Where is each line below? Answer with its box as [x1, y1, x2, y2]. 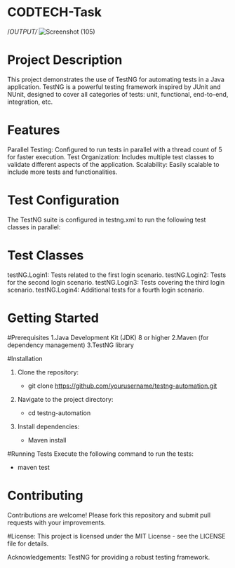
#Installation [7, 354, 43, 363]
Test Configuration [7, 192, 119, 208]
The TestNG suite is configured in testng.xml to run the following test [7, 215, 206, 224]
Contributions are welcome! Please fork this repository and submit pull [7, 510, 211, 519]
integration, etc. [7, 97, 53, 106]
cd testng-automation [27, 408, 91, 417]
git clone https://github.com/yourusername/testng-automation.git [27, 381, 217, 390]
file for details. [7, 539, 49, 548]
